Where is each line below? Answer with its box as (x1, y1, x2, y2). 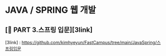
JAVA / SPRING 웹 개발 (5, 4, 96, 16)
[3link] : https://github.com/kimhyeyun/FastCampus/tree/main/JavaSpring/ (5, 40, 157, 45)
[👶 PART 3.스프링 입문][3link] (5, 26, 93, 34)
